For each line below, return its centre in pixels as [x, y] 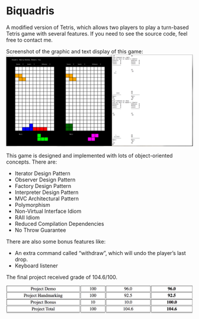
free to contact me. [30, 40]
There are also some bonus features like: [56, 242]
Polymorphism [32, 205]
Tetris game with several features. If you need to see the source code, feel [97, 33]
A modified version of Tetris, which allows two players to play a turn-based [98, 27]
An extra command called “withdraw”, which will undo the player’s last [100, 253]
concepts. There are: [32, 162]
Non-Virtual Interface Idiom [48, 211]
